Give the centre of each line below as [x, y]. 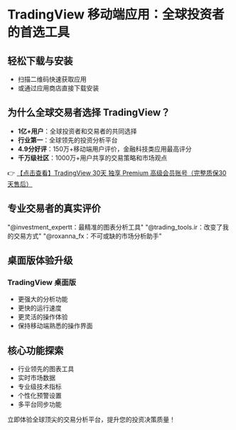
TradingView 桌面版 [42, 282]
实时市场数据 [36, 378]
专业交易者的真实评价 [54, 209]
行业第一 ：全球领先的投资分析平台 [68, 140]
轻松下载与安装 [40, 61]
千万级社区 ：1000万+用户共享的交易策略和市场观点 [92, 158]
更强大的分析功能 [43, 299]
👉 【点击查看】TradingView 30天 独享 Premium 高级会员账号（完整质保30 [117, 173]
